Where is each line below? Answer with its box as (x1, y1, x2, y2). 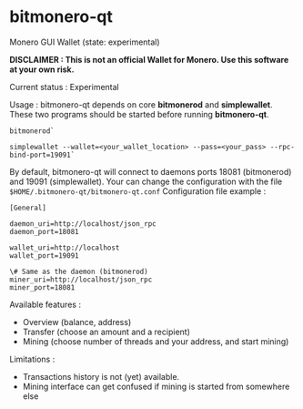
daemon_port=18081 (9, 227, 79, 236)
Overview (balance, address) (22, 316, 132, 327)
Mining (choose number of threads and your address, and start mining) (22, 335, 289, 347)
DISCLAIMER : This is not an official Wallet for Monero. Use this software (9, 54, 289, 65)
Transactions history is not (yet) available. (22, 371, 180, 382)
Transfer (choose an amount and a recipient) (22, 326, 191, 337)
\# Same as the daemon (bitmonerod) (9, 267, 148, 276)
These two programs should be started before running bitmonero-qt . (9, 108, 270, 119)
